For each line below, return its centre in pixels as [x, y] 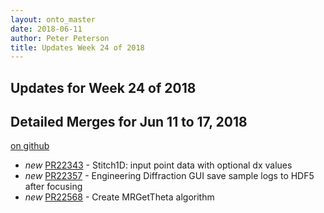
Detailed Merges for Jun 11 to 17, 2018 [129, 122]
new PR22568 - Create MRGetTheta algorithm [119, 197]
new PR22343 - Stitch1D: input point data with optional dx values [158, 165]
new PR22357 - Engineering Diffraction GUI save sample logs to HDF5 [169, 176]
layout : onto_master [53, 19]
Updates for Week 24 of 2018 [103, 87]
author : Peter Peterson [60, 38]
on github [30, 146]
